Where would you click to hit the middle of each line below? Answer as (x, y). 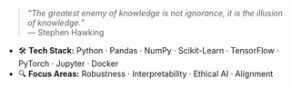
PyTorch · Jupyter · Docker (68, 64)
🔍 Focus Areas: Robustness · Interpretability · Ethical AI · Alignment (146, 73)
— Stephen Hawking (65, 32)
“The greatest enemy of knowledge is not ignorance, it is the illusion (155, 13)
